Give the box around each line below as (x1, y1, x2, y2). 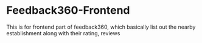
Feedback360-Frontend (6, 4, 130, 17)
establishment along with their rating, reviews (6, 29, 120, 36)
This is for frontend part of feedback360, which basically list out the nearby (6, 23, 196, 30)
